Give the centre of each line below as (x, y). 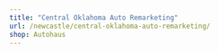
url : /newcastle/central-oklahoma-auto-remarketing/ (110, 26)
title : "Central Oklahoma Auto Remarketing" (94, 18)
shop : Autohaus (38, 34)
